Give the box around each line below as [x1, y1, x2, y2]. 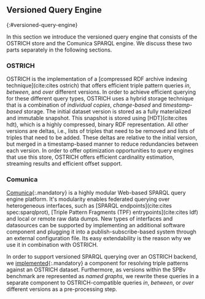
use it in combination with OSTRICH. [6, 241, 98, 249]
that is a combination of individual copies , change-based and [6, 101, 162, 109]
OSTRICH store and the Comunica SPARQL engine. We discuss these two [6, 39, 192, 47]
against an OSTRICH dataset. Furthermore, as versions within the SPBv [6, 266, 186, 273]
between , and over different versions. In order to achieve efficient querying [6, 88, 196, 96]
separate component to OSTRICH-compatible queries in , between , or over [6, 279, 194, 287]
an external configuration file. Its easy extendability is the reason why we [6, 235, 191, 242]
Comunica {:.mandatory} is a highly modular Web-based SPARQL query [6, 189, 186, 197]
